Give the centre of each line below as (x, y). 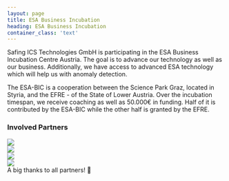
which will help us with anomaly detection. (67, 74)
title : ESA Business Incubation (53, 20)
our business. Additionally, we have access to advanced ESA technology (110, 67)
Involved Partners (38, 127)
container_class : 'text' (43, 33)
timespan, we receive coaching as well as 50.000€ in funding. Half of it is (111, 102)
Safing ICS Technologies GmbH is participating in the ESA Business (103, 52)
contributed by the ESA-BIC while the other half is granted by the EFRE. (109, 109)
